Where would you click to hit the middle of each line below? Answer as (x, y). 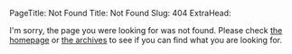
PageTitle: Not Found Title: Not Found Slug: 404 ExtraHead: (121, 13)
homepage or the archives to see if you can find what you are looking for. (146, 40)
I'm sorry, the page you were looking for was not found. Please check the (146, 30)
